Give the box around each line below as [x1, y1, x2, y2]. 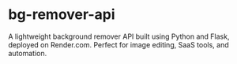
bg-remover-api [8, 6, 115, 24]
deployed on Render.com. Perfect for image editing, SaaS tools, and [8, 40, 229, 49]
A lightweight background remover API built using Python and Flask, [8, 32, 230, 41]
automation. [8, 48, 47, 58]
